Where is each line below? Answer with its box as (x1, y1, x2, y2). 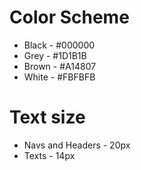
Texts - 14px (23, 149, 76, 161)
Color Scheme (9, 6, 130, 29)
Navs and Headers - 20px (23, 139, 131, 151)
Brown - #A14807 (23, 60, 97, 72)
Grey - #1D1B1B (23, 49, 87, 61)
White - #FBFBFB (23, 71, 96, 83)
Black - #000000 (23, 39, 96, 51)
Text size (9, 106, 86, 129)
